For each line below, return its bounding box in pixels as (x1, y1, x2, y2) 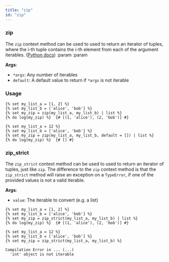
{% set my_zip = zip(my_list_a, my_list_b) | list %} (5, 111, 123, 116)
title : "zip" (5, 7, 33, 13)
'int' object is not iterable (10, 252, 74, 257)
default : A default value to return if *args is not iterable (12, 77, 129, 83)
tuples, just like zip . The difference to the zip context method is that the (5, 166, 156, 172)
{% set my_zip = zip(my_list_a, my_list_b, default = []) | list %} (5, 133, 154, 138)
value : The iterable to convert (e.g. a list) (12, 197, 99, 203)
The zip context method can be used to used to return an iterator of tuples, (5, 41, 163, 47)
